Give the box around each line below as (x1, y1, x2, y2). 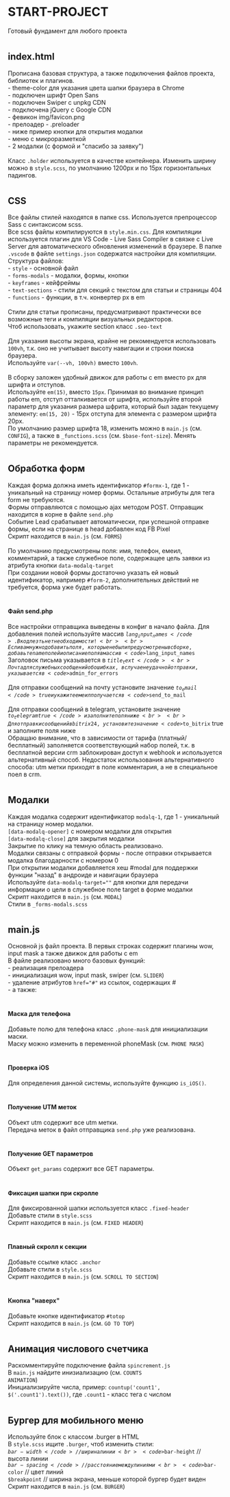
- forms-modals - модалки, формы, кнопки (8, 271, 129, 280)
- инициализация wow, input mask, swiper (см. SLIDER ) (8, 971, 165, 980)
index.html (8, 51, 55, 62)
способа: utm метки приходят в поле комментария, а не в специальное (8, 763, 218, 771)
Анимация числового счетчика (8, 1344, 149, 1355)
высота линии (8, 1455, 49, 1463)
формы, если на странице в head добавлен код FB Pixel (8, 525, 170, 533)
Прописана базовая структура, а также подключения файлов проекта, (8, 69, 215, 77)
